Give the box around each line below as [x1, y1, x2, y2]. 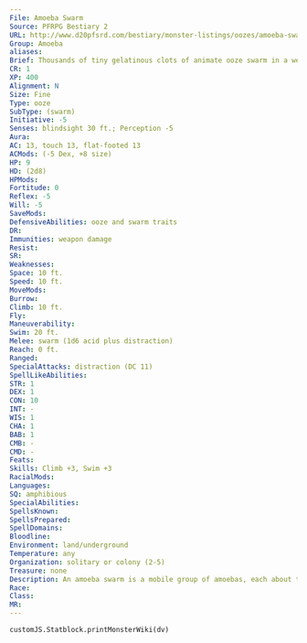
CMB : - [9, 438, 35, 448]
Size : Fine [9, 90, 51, 99]
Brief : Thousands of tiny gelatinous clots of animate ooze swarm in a [9, 56, 288, 65]
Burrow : [9, 294, 39, 303]
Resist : [9, 243, 39, 252]
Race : [9, 583, 30, 593]
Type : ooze [9, 98, 51, 108]
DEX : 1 [9, 388, 35, 397]
